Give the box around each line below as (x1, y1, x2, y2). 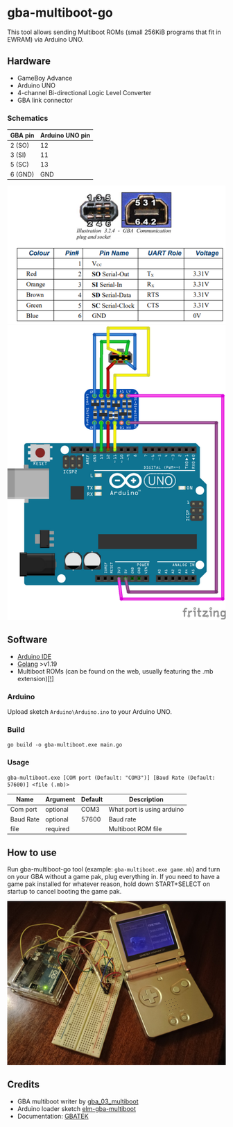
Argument (45, 795, 76, 803)
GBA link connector (17, 96, 73, 104)
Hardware (7, 56, 51, 67)
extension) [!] (17, 674, 54, 683)
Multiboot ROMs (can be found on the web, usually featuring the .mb (17, 667, 214, 675)
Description (129, 795, 164, 803)
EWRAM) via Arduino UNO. (7, 35, 85, 43)
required (45, 824, 70, 833)
